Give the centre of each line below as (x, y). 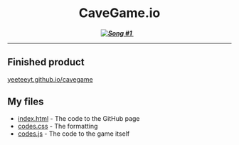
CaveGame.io (119, 13)
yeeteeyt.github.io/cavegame (51, 79)
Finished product (46, 62)
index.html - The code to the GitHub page (79, 119)
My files (26, 101)
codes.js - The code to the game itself (74, 134)
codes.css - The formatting (58, 127)
